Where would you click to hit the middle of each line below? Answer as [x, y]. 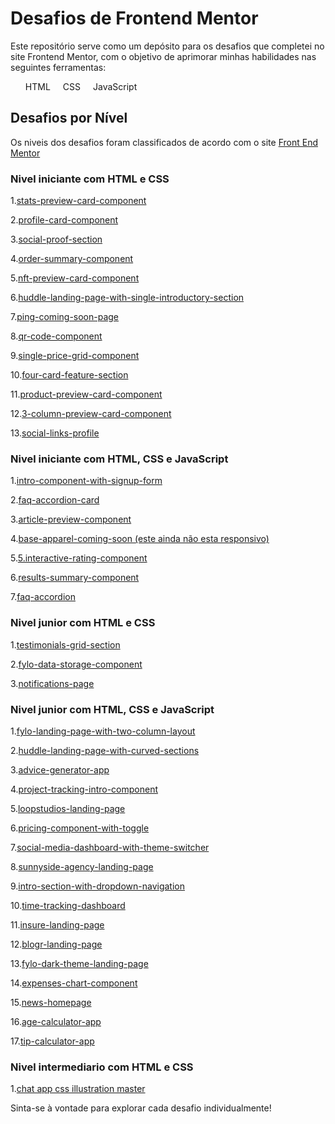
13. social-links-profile [55, 433]
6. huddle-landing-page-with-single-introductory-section [127, 298]
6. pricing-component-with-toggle [80, 828]
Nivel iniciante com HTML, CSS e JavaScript [119, 459]
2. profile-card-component [64, 220]
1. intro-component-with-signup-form [86, 481]
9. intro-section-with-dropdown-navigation [97, 886]
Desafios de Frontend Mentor [134, 18]
